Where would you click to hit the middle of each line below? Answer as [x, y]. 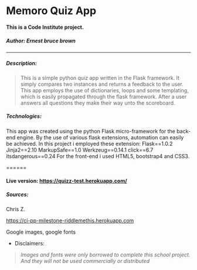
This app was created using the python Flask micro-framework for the [91, 131]
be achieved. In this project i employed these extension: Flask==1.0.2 [89, 144]
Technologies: [24, 116]
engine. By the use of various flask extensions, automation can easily [100, 137]
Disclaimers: [30, 244]
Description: [21, 63]
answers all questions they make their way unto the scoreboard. [98, 103]
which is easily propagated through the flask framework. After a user [103, 96]
